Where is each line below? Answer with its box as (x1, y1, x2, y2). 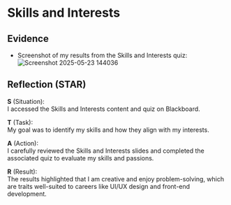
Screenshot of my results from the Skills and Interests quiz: (17, 51, 188, 59)
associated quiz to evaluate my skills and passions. (7, 153, 154, 162)
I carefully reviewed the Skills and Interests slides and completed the (7, 146, 204, 155)
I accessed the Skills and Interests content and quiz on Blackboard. (7, 105, 200, 113)
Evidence (7, 33, 49, 45)
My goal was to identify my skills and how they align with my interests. (7, 126, 209, 134)
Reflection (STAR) (7, 79, 87, 91)
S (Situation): (7, 97, 45, 105)
